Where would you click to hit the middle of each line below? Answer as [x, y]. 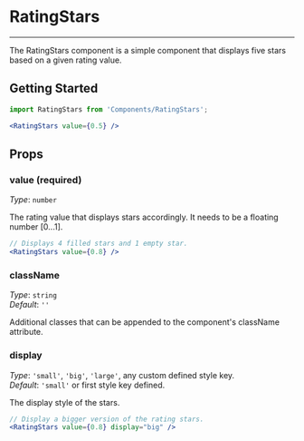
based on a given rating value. [66, 60]
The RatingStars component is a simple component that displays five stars [148, 50]
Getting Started [54, 88]
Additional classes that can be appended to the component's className [145, 322]
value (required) [46, 180]
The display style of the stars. [65, 402]
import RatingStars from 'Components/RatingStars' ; [109, 109]
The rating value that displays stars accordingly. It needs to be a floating [144, 217]
